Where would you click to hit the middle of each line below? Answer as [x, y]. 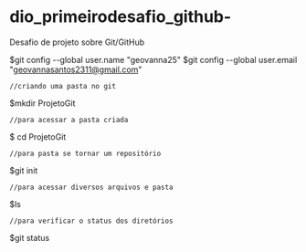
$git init [24, 170]
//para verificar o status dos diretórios [91, 221]
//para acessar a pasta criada [69, 120]
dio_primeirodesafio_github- [121, 17]
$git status [30, 237]
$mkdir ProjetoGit [42, 103]
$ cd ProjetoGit [38, 136]
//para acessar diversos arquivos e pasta [91, 187]
